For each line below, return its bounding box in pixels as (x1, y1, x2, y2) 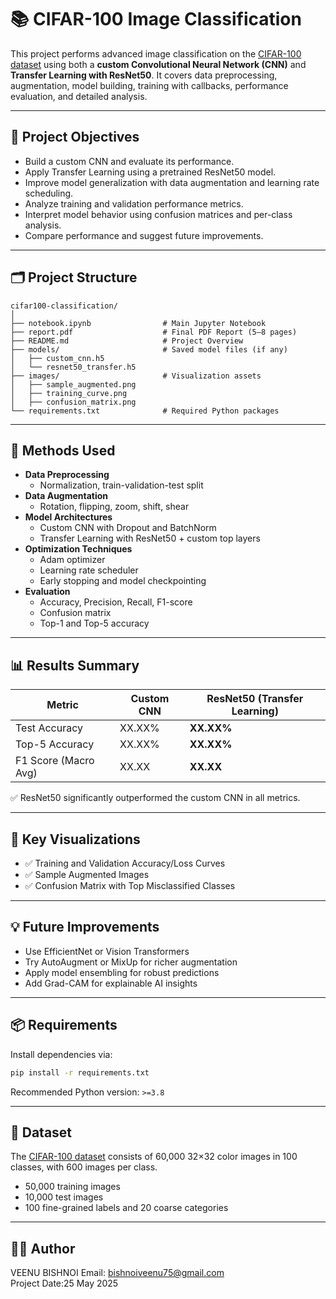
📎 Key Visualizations (10, 831, 141, 848)
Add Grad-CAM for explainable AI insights (24, 977, 198, 989)
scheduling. (24, 187, 74, 199)
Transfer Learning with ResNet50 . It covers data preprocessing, (10, 69, 278, 81)
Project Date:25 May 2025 (10, 1277, 119, 1290)
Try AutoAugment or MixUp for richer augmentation (24, 956, 238, 968)
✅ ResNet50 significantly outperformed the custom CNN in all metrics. (10, 792, 301, 804)
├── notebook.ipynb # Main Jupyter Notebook (10, 318, 267, 328)
